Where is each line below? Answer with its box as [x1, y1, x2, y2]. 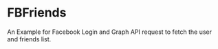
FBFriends [7, 5, 67, 21]
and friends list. [7, 35, 52, 43]
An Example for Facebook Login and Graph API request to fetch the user [7, 28, 212, 36]
